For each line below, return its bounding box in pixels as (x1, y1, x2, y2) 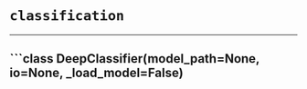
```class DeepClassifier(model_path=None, (9, 51, 260, 66)
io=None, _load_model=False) (9, 65, 185, 81)
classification (9, 7, 125, 25)
